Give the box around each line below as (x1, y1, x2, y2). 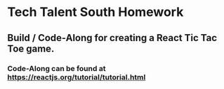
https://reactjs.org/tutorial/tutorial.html (7, 72, 146, 82)
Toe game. (7, 42, 55, 54)
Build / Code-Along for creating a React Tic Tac (7, 32, 218, 44)
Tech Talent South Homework (7, 4, 184, 20)
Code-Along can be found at (7, 63, 106, 73)
